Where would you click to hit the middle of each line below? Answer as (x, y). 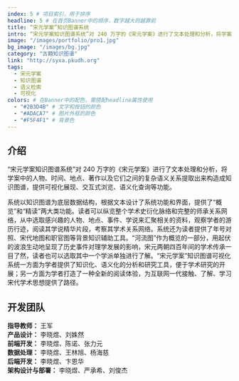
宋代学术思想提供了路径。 (45, 283)
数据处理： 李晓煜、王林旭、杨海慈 (58, 352)
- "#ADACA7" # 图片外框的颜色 (55, 113)
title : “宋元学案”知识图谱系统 (48, 27)
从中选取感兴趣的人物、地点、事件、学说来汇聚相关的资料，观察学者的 (122, 220)
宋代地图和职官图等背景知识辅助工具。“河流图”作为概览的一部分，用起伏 (125, 238)
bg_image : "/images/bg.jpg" (49, 47)
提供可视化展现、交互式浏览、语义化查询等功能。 (103, 187)
